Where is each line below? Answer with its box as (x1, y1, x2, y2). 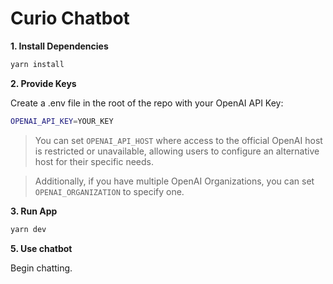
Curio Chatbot (10, 7, 130, 30)
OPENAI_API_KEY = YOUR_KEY (10, 116, 114, 126)
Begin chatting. (10, 262, 73, 274)
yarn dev (10, 224, 47, 234)
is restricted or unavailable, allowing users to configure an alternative (34, 145, 320, 157)
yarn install (10, 59, 65, 69)
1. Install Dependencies (10, 40, 109, 52)
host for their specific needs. (34, 155, 154, 167)
